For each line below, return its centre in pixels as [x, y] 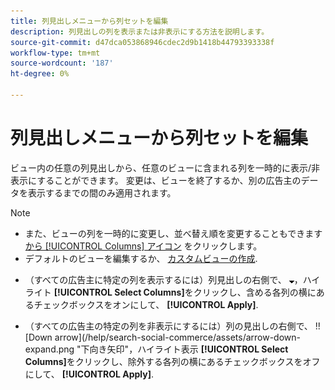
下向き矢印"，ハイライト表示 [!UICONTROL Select [184, 349]
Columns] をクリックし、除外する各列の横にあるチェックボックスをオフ [172, 361]
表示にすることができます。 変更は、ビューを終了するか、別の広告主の [156, 180]
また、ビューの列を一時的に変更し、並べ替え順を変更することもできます [173, 233]
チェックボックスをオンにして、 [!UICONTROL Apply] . [146, 304]
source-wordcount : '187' [62, 63]
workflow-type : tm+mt [55, 53]
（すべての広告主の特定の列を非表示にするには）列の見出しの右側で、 [168, 326]
